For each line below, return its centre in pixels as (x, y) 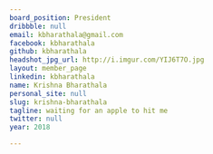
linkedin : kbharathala (52, 77)
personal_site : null (48, 93)
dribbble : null (38, 26)
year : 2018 (30, 128)
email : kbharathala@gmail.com (67, 34)
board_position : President (60, 18)
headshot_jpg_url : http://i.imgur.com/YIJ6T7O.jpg (107, 60)
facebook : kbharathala (52, 43)
